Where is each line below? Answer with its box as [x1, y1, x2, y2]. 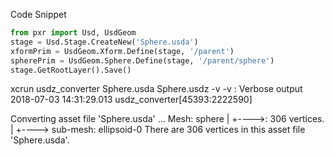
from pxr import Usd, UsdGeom [10, 28, 137, 38]
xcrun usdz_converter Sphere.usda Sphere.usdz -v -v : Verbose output [10, 83, 303, 95]
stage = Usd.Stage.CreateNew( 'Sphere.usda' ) [10, 37, 199, 47]
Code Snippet [10, 9, 67, 20]
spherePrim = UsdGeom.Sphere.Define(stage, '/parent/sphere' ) [10, 55, 275, 66]
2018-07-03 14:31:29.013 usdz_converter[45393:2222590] [10, 94, 253, 106]
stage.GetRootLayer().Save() [10, 65, 132, 75]
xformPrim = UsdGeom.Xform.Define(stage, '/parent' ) [10, 46, 235, 56]
